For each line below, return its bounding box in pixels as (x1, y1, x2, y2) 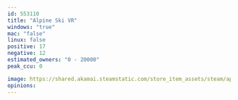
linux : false (7, 37, 46, 44)
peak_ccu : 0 (7, 63, 42, 70)
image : (7, 75, 27, 82)
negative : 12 (7, 50, 46, 57)
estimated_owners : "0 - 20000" (7, 56, 100, 63)
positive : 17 (7, 43, 46, 50)
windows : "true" (7, 23, 55, 30)
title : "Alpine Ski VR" (7, 17, 78, 24)
